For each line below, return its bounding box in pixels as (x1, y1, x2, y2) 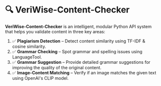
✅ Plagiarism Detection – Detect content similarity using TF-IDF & (12, 38, 145, 44)
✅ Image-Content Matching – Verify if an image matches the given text (12, 70, 157, 75)
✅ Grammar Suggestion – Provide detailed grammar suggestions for (12, 59, 151, 65)
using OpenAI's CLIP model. (12, 75, 69, 81)
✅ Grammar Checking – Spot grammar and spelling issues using (12, 48, 142, 54)
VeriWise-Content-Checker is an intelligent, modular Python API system (5, 23, 152, 29)
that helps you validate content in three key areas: (5, 29, 105, 34)
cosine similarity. (12, 43, 46, 49)
